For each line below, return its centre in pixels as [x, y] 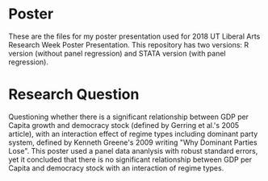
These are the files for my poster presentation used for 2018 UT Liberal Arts [134, 36]
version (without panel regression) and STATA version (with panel [117, 53]
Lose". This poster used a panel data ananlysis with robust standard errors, [133, 150]
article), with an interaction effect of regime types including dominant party [133, 134]
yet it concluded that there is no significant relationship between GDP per [130, 159]
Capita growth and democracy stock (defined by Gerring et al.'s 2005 [124, 125]
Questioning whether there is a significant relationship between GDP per [128, 117]
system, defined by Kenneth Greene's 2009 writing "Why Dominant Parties [133, 142]
